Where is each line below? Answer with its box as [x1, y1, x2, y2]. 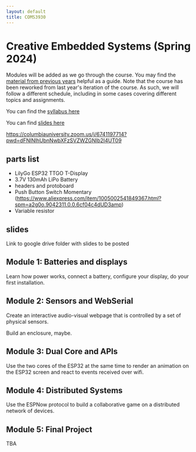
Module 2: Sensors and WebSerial [6, 296, 134, 306]
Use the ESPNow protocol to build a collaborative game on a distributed [6, 401, 180, 408]
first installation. [6, 279, 45, 286]
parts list [6, 154, 39, 164]
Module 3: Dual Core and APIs [6, 347, 118, 357]
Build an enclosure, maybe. [6, 329, 72, 336]
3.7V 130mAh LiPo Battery [14, 176, 78, 183]
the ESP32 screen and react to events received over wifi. [6, 368, 144, 375]
